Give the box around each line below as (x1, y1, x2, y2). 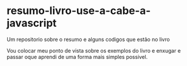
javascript (6, 16, 57, 30)
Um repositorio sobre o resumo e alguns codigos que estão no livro (6, 36, 170, 43)
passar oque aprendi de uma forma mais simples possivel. (6, 53, 148, 60)
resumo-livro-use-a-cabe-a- (6, 4, 151, 18)
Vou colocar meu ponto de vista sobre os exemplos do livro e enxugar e (6, 47, 181, 54)
